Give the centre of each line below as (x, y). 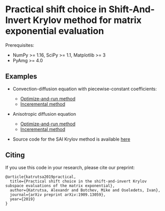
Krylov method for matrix (87, 20)
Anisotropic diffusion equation (44, 114)
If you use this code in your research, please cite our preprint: (70, 167)
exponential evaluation (55, 31)
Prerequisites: (20, 45)
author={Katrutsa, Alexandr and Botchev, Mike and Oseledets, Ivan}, (85, 190)
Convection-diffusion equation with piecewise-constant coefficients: (85, 89)
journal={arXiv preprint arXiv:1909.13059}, (58, 195)
